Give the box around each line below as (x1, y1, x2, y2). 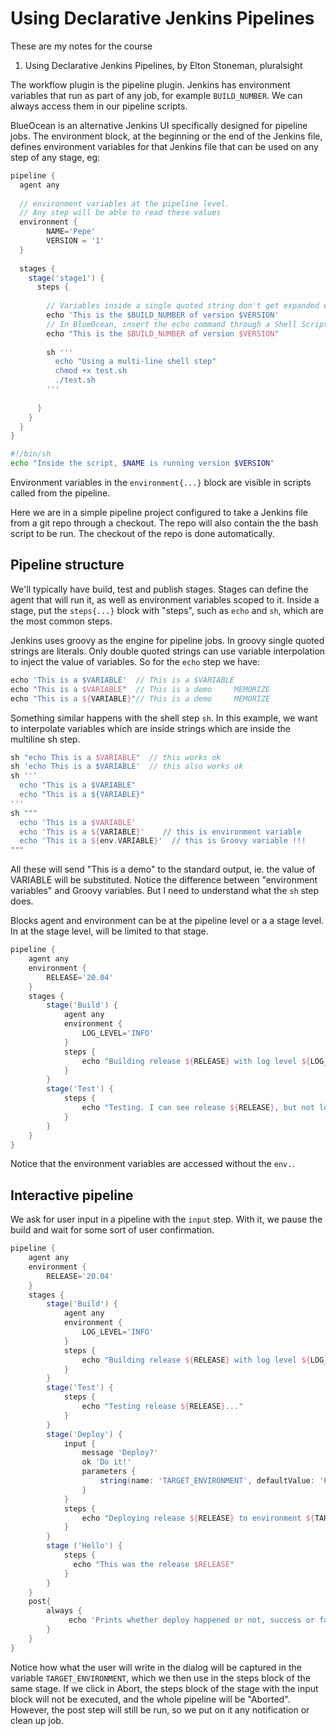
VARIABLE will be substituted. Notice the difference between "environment (10, 874, 318, 886)
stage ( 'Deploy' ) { (46, 1429, 123, 1439)
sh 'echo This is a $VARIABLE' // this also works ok (10, 762, 244, 772)
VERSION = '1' (46, 236, 105, 246)
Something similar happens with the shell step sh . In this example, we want (10, 712, 318, 724)
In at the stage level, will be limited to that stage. (10, 925, 209, 937)
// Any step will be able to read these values (19, 208, 222, 218)
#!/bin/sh (10, 449, 52, 459)
